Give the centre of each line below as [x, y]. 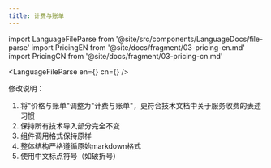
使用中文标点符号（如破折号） [70, 156]
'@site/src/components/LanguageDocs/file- [189, 39]
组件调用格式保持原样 [56, 136]
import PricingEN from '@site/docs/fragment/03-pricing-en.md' [138, 47]
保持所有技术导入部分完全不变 [70, 125]
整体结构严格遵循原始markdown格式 [81, 145]
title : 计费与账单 [37, 16]
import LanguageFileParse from [61, 39]
